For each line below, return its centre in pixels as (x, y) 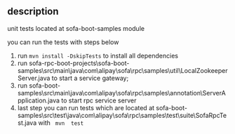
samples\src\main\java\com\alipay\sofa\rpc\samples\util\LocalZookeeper (122, 70)
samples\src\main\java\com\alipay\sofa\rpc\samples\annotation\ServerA (121, 93)
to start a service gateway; (90, 78)
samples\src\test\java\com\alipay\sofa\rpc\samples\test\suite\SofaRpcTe (122, 115)
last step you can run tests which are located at (86, 107)
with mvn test (61, 123)
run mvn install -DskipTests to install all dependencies (98, 55)
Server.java (34, 78)
